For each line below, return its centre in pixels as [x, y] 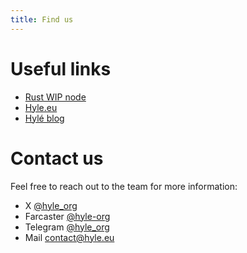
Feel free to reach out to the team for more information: [124, 186]
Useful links [61, 68]
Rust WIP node [55, 97]
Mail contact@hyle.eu [69, 237]
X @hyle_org [51, 205]
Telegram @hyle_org [67, 227]
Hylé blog [44, 118]
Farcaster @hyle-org [67, 216]
